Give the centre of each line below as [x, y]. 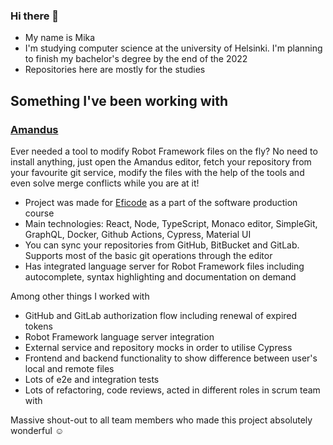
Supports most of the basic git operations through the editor [148, 255]
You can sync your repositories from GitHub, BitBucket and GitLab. [162, 245]
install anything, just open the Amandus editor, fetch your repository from [161, 161]
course [39, 213]
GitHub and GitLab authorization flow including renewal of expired [161, 315]
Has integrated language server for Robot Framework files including [164, 266]
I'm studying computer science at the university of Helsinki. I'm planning [173, 48]
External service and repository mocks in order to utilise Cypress [158, 347]
